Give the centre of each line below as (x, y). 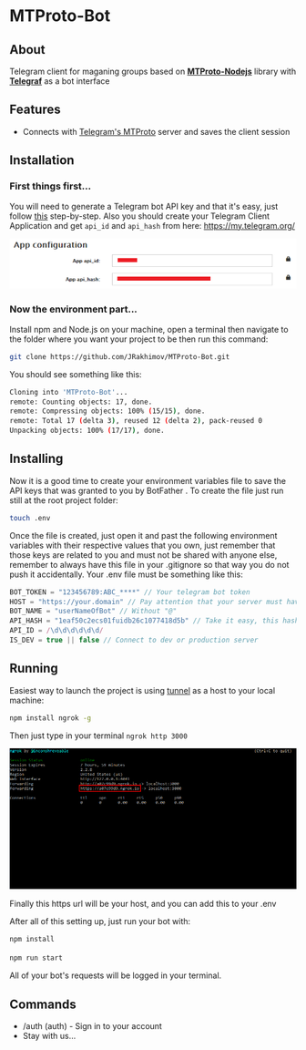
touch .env (30, 518)
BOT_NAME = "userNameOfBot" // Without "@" (93, 612)
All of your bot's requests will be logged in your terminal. (116, 975)
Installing (36, 459)
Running (34, 669)
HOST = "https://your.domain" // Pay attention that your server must (146, 602)
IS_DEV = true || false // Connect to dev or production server (134, 640)
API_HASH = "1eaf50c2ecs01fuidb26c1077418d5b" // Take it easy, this (144, 621)
